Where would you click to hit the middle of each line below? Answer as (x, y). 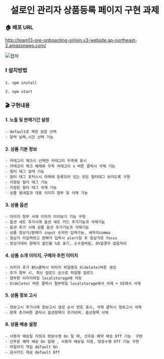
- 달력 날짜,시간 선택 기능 (30, 137)
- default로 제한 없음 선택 (31, 132)
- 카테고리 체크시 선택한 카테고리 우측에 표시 (46, 161)
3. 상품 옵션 (17, 204)
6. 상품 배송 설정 (21, 324)
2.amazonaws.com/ (26, 45)
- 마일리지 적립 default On (32, 347)
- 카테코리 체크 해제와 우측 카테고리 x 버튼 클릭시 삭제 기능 (60, 166)
